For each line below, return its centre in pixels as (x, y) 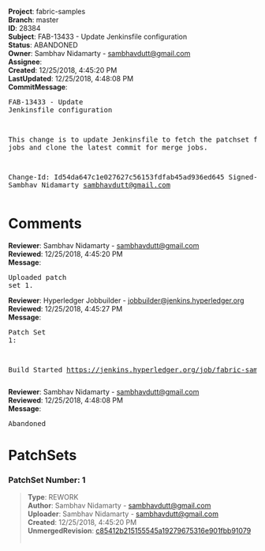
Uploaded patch (37, 277)
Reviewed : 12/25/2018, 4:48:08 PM (66, 400)
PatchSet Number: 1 (47, 480)
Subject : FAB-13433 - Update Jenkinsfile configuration (98, 36)
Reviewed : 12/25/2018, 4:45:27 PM (65, 308)
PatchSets (43, 456)
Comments (45, 224)
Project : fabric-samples (47, 11)
